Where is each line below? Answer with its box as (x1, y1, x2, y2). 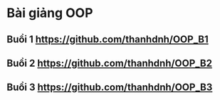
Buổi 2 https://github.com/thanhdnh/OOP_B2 (6, 57, 213, 69)
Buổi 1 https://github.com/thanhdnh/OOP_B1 (6, 33, 209, 45)
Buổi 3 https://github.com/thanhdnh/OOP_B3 (6, 82, 213, 94)
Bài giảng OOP (6, 5, 93, 21)
